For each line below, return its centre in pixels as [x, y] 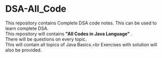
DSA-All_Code [36, 9]
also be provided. [23, 50]
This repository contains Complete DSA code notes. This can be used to [81, 23]
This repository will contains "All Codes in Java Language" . [69, 34]
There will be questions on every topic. [46, 39]
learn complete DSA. [27, 28]
